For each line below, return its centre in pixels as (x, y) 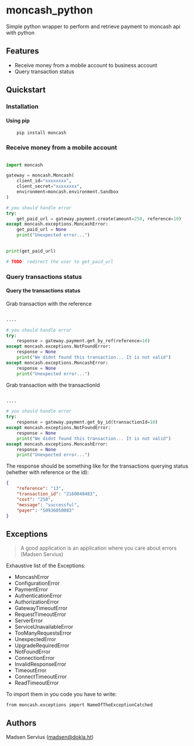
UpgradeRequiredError (42, 646)
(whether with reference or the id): (48, 472)
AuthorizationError (37, 602)
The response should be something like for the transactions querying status (97, 466)
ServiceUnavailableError (44, 627)
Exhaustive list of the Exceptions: (46, 566)
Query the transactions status (43, 291)
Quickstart (26, 90)
